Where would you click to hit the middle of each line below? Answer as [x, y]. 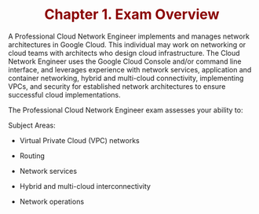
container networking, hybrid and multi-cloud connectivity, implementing [126, 78]
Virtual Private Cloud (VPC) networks [79, 140]
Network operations [52, 201]
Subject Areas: [32, 125]
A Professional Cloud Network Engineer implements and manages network [129, 36]
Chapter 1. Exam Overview [132, 15]
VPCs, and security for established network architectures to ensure [117, 86]
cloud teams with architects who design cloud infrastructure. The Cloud [124, 53]
